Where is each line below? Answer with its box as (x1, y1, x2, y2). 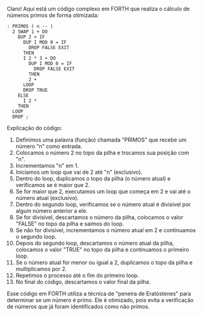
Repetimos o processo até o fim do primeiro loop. (15, 272, 139, 279)
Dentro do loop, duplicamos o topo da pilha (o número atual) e (15, 175, 171, 182)
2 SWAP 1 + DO (12, 29, 48, 35)
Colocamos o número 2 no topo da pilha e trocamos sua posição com (15, 149, 189, 156)
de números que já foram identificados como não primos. (7, 303, 150, 310)
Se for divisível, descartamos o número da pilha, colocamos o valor (15, 214, 184, 221)
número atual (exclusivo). (15, 194, 79, 201)
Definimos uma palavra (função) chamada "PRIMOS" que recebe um (15, 136, 187, 143)
